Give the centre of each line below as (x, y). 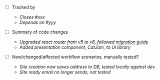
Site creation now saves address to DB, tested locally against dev (87, 67)
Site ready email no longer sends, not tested (65, 72)
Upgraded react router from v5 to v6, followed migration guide (84, 42)
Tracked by (23, 7)
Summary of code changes (40, 32)
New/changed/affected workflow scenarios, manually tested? (75, 57)
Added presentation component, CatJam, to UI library (75, 47)
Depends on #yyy (37, 22)
